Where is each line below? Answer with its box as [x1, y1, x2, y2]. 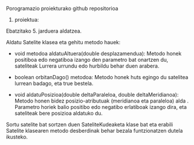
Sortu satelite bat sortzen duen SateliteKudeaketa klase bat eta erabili [6, 121, 173, 128]
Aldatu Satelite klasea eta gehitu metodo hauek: [6, 39, 121, 45]
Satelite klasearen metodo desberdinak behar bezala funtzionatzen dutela [6, 128, 183, 134]
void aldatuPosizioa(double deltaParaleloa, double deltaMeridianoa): [14, 91, 179, 98]
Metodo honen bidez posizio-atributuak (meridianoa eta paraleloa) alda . [14, 97, 189, 104]
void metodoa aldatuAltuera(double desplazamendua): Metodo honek [14, 50, 182, 57]
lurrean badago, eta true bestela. [14, 80, 94, 87]
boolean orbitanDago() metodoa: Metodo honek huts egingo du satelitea [14, 74, 188, 80]
